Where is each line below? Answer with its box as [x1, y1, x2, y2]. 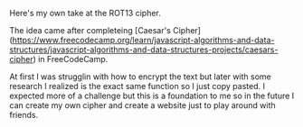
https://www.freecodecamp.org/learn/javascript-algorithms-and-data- [12, 35, 275, 45]
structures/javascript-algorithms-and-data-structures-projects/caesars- [9, 44, 279, 55]
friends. [9, 110, 39, 120]
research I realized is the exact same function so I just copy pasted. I [9, 81, 265, 91]
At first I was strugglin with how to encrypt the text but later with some [9, 71, 271, 82]
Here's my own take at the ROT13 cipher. [9, 8, 161, 18]
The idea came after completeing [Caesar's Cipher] [9, 25, 202, 35]
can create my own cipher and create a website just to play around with [9, 100, 276, 111]
